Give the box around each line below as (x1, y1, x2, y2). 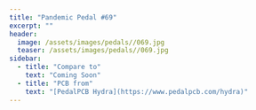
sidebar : (9, 54, 42, 63)
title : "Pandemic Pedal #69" (9, 12, 117, 22)
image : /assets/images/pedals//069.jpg (17, 37, 165, 47)
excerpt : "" (9, 21, 53, 30)
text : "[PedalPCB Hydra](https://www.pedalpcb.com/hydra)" (25, 87, 249, 96)
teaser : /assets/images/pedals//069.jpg (17, 46, 169, 55)
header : (9, 29, 38, 38)
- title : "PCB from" (17, 79, 93, 88)
